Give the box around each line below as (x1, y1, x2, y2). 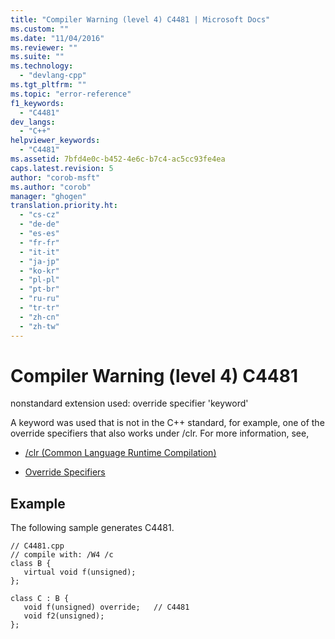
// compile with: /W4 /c (10, 550, 114, 560)
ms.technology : (10, 61, 74, 71)
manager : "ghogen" (10, 191, 87, 201)
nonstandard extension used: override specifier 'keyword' (10, 397, 249, 410)
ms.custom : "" (10, 24, 70, 34)
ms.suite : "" (10, 52, 65, 62)
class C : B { (10, 594, 70, 604)
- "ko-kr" (19, 266, 60, 276)
